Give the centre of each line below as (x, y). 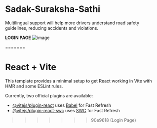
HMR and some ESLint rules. (34, 86)
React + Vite (31, 67)
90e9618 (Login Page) (114, 120)
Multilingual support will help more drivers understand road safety (72, 23)
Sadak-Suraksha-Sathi (53, 9)
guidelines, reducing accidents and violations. (52, 28)
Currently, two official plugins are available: (49, 95)
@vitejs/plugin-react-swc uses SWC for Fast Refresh (66, 110)
